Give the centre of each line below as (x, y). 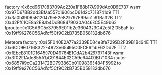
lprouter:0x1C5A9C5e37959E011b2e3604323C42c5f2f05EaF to (69, 28)
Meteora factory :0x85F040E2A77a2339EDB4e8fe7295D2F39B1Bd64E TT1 (81, 42)
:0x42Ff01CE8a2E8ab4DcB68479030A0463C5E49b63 (61, 22)
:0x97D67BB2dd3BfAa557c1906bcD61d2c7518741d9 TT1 (62, 12)
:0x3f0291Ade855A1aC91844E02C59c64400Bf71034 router (66, 58)
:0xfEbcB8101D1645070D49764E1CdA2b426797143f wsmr (64, 53)
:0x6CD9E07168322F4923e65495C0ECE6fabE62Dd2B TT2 (66, 47)
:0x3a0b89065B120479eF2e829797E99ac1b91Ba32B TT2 (64, 17)
